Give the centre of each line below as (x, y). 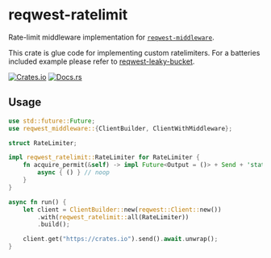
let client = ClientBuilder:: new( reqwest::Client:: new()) (122, 210)
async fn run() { (38, 202)
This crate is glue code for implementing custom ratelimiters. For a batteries (134, 52)
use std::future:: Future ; (52, 121)
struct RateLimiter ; (43, 143)
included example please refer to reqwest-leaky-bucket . (102, 61)
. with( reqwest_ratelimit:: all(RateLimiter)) (113, 217)
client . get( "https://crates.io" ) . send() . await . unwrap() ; (121, 239)
